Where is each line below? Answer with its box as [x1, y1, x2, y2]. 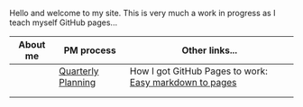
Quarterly [58, 65, 99, 77]
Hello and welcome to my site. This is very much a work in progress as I [9, 8, 276, 18]
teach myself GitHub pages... [9, 17, 118, 28]
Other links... [181, 44, 237, 57]
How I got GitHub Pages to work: [129, 65, 269, 77]
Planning [58, 76, 96, 88]
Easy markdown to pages [129, 76, 237, 88]
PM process [63, 44, 116, 57]
